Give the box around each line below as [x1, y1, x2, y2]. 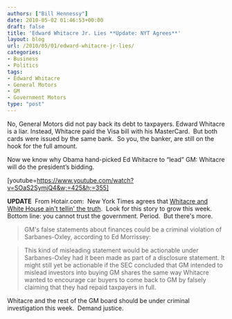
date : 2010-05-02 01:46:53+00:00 [7, 17, 104, 24]
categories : [7, 49, 42, 56]
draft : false [7, 23, 45, 30]
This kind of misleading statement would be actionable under [24, 246, 199, 254]
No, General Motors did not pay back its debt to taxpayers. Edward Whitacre [7, 120, 225, 128]
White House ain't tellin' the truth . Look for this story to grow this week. [7, 204, 213, 213]
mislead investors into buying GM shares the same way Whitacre [24, 268, 210, 277]
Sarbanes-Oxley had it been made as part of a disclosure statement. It [24, 253, 225, 261]
